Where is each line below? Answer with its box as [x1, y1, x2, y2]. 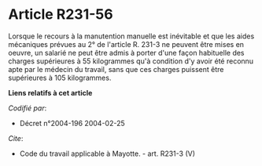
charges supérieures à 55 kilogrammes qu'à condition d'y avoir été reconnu [8, 56, 254, 66]
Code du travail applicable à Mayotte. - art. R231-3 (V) [19, 149, 195, 158]
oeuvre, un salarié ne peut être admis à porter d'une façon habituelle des [8, 48, 245, 57]
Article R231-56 [8, 5, 113, 23]
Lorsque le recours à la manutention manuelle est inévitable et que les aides [8, 31, 255, 41]
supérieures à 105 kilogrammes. [8, 73, 112, 82]
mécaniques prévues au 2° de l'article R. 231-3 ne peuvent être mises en [8, 39, 245, 49]
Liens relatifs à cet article [8, 88, 93, 97]
